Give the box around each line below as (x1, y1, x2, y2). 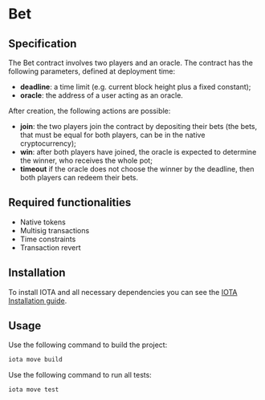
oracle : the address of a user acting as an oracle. (19, 91, 183, 100)
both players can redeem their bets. (19, 173, 139, 182)
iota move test (8, 386, 59, 394)
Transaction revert (19, 242, 82, 253)
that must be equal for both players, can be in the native (19, 130, 206, 139)
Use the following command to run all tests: (8, 370, 153, 380)
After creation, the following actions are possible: (8, 106, 171, 115)
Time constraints (19, 234, 76, 244)
